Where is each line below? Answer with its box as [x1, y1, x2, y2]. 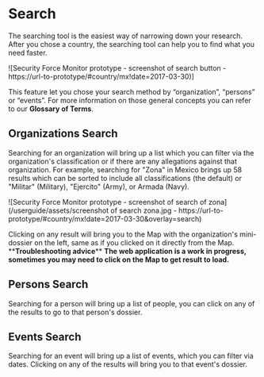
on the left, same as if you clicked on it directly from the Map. [34, 237, 235, 247]
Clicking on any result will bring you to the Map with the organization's [8, 229, 238, 239]
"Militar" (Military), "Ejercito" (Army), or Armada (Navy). [8, 182, 190, 191]
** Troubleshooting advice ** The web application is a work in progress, [8, 246, 247, 256]
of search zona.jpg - [110, 206, 177, 215]
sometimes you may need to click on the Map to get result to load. [8, 255, 230, 264]
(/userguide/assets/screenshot [8, 206, 109, 215]
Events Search [8, 330, 82, 344]
